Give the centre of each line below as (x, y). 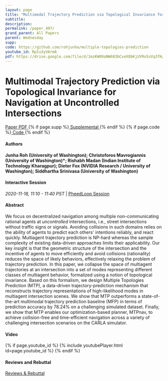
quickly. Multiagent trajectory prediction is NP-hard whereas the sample (79, 237)
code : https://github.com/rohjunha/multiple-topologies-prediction (77, 47)
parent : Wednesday (24, 38)
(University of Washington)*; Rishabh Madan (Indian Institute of (73, 160)
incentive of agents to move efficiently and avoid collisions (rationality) (78, 253)
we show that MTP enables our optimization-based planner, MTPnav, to (79, 312)
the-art (12, 301)
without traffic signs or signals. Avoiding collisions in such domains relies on (83, 227)
